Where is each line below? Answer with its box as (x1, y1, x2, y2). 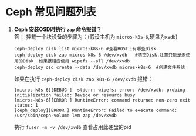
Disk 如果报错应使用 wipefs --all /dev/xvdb (22, 58, 130, 64)
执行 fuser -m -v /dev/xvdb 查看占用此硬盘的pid (13, 123, 131, 130)
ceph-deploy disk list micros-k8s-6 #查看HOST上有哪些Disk (13, 46, 157, 51)
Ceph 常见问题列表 (5, 5, 97, 19)
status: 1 (13, 102, 39, 108)
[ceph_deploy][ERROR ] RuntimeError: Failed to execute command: (13, 107, 177, 113)
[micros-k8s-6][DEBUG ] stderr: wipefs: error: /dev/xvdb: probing (13, 87, 185, 93)
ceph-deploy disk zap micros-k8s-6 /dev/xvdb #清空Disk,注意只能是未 (13, 52, 186, 58)
